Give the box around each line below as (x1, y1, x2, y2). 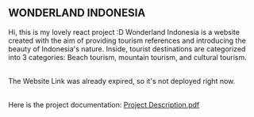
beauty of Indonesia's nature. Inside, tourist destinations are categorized (8, 43, 246, 54)
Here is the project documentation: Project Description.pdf (8, 100, 200, 109)
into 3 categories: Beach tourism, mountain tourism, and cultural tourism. (8, 52, 248, 62)
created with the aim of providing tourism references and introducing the (8, 36, 246, 45)
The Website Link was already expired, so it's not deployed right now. (8, 76, 236, 85)
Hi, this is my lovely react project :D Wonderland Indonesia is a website (8, 27, 241, 36)
